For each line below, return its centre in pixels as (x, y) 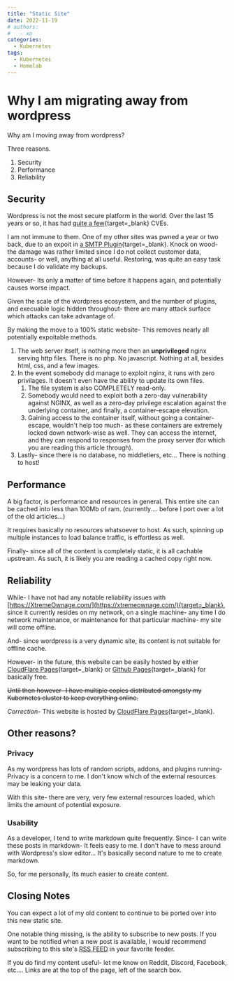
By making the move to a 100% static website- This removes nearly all (108, 330)
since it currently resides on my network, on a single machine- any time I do (116, 612)
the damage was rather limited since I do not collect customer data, (104, 252)
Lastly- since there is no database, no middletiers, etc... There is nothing (121, 455)
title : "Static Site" (39, 14)
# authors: (23, 27)
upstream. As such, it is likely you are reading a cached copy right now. (110, 559)
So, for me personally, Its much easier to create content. (88, 874)
